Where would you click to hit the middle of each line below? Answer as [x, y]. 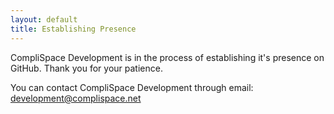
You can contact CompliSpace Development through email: [132, 87]
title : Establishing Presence [73, 29]
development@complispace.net [76, 98]
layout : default [44, 19]
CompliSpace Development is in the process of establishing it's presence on [167, 57]
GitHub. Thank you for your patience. [86, 68]
